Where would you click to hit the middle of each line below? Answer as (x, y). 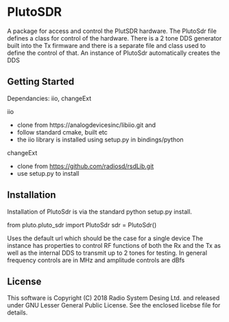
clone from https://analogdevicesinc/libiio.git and (86, 125)
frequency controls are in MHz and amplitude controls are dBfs (96, 260)
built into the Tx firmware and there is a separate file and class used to (107, 45)
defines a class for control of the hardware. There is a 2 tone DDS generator (114, 38)
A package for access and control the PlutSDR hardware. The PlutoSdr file (112, 31)
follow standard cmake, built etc (62, 132)
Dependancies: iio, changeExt (49, 98)
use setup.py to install (48, 173)
